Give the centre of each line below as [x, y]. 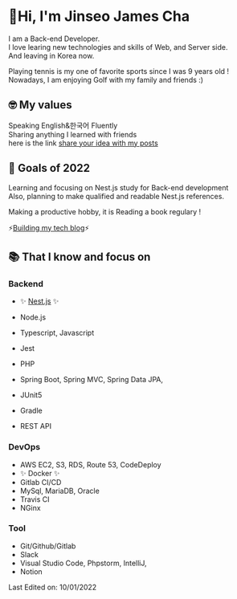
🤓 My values [40, 105]
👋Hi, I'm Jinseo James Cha [99, 16]
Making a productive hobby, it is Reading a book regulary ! [105, 211]
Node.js [33, 317]
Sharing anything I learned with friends [73, 134]
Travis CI [35, 499]
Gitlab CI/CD [41, 482]
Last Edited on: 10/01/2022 [53, 587]
